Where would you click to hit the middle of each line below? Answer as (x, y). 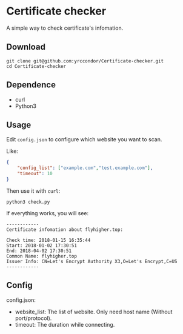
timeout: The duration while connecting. (65, 324)
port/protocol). (33, 318)
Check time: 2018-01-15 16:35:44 (48, 240)
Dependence (31, 85)
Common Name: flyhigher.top (42, 256)
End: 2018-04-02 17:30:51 (39, 251)
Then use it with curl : (33, 191)
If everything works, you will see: (48, 213)
